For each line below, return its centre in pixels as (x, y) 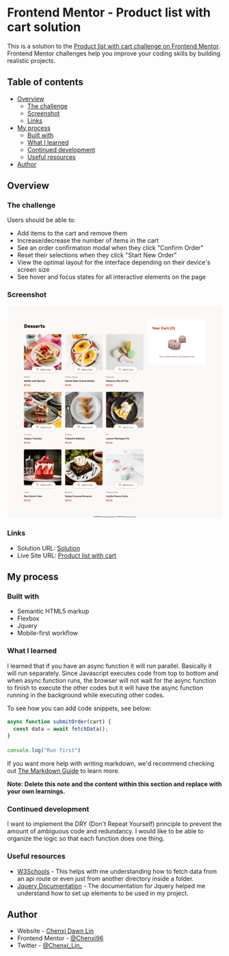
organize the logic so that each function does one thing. (86, 839)
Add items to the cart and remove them (72, 234)
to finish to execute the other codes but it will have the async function (105, 688)
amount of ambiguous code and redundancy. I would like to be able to (105, 831)
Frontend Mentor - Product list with (109, 13)
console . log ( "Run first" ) (44, 751)
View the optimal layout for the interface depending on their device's (113, 262)
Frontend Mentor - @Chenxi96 (60, 938)
